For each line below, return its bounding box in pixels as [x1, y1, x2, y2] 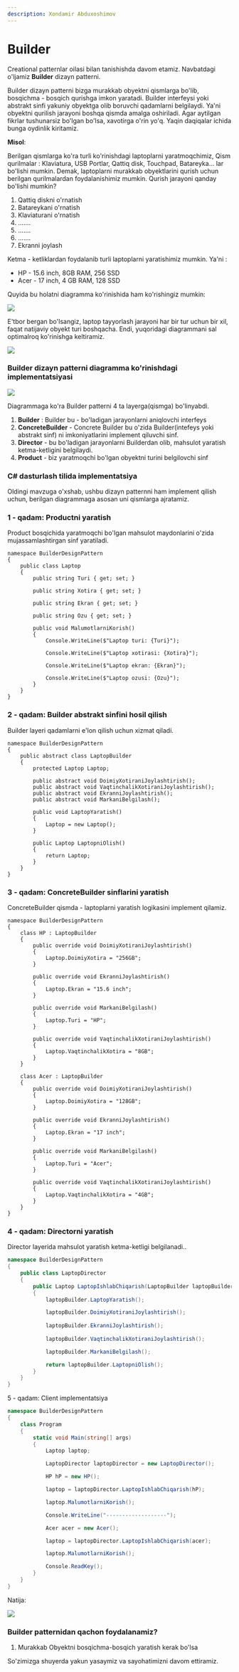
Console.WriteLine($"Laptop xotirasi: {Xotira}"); [45, 649, 199, 657]
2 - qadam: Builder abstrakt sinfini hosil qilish [7, 710, 167, 720]
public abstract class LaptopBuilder [20, 752, 132, 759]
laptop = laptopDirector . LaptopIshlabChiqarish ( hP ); [45, 1486, 205, 1493]
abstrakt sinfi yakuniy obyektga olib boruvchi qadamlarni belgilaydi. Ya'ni [7, 101, 221, 110]
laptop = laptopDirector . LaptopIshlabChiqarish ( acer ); [45, 1537, 212, 1545]
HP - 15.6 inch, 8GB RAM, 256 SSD [17, 268, 120, 277]
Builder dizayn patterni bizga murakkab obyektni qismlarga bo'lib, [7, 86, 199, 95]
